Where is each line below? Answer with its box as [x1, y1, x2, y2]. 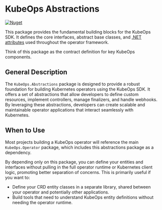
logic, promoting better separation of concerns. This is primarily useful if [5, 169, 151, 175]
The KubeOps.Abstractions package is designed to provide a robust [5, 81, 140, 87]
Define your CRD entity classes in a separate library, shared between [12, 184, 151, 190]
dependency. [5, 150, 32, 155]
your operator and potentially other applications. [12, 189, 110, 195]
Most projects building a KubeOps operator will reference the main [5, 139, 139, 145]
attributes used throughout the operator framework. [5, 39, 109, 45]
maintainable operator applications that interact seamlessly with [5, 107, 134, 113]
